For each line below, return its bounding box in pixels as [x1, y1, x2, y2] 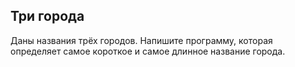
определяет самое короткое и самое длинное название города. [10, 45, 286, 57]
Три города [10, 8, 85, 25]
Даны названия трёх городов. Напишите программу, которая [10, 34, 273, 46]
